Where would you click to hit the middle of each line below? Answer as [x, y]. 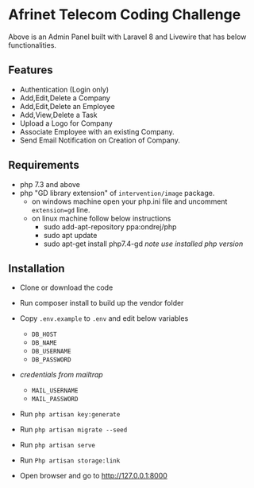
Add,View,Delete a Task [58, 115]
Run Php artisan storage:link [70, 460]
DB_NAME [44, 343]
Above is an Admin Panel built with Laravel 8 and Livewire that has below [127, 37]
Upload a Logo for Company [66, 123]
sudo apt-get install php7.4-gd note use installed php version [143, 244]
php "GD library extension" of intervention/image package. [117, 193]
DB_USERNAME [51, 352]
